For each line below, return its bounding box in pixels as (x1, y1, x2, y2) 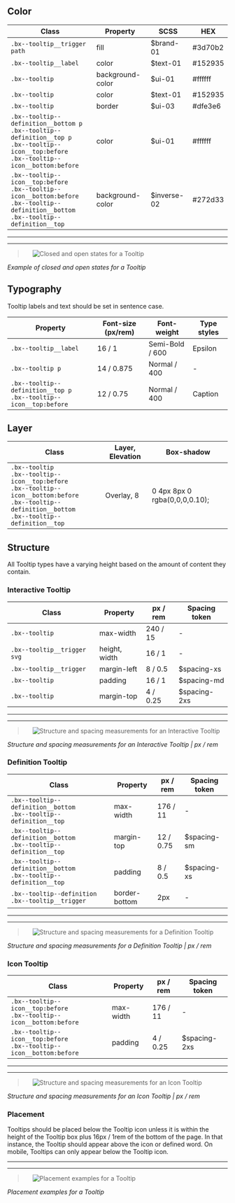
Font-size (102, 318, 136, 328)
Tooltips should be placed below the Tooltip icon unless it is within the (7, 1125, 209, 1134)
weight (155, 327, 180, 337)
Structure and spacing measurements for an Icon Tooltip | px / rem (7, 1092, 201, 1101)
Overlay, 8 (104, 491, 140, 500)
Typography (7, 283, 62, 295)
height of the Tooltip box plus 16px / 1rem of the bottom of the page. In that (7, 1133, 223, 1141)
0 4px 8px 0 (151, 486, 192, 496)
